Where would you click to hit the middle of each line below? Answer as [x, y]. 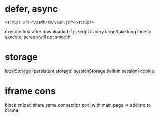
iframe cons [30, 91]
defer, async [32, 9]
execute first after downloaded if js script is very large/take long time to [78, 31]
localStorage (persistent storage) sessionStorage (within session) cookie [79, 71]
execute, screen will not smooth [38, 37]
